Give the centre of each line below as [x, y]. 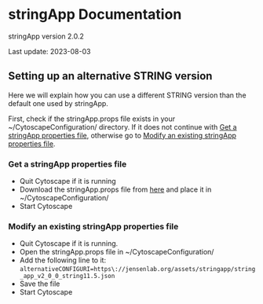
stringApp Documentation [95, 15]
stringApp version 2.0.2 [46, 36]
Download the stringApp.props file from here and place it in [115, 189]
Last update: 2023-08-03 [49, 51]
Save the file [40, 284]
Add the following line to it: [63, 260]
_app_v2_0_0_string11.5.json [67, 277]
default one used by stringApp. [58, 103]
